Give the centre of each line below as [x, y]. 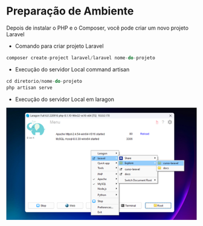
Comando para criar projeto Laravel [59, 46]
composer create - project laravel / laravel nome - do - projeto [81, 58]
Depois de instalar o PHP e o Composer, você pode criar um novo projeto [98, 28]
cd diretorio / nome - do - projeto [44, 81]
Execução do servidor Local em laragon [65, 99]
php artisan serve [29, 88]
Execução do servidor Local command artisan [72, 69]
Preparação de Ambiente [70, 11]
